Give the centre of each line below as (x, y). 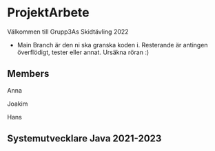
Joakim (18, 104)
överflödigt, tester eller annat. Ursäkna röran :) (83, 52)
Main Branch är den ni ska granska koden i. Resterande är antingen (112, 45)
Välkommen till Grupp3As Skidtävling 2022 (68, 32)
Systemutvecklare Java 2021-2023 (84, 139)
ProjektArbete (48, 13)
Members (28, 74)
